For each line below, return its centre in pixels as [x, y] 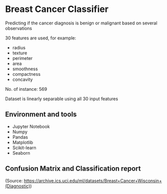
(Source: [14, 181]
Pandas [20, 137]
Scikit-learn [24, 148]
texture [20, 53]
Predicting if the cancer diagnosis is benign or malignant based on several [81, 23]
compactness [26, 74]
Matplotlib [23, 142]
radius [19, 47]
